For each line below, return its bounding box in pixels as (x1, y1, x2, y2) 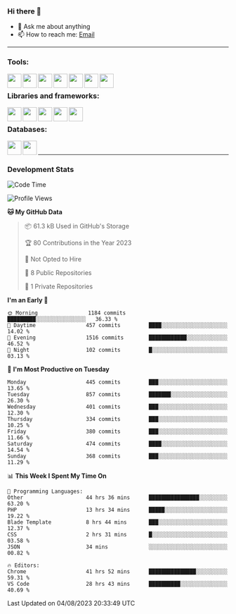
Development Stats (7, 165, 74, 175)
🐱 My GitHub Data (7, 208, 63, 216)
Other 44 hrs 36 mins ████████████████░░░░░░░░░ (7, 494, 228, 501)
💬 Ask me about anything (17, 23, 91, 31)
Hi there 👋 (7, 6, 42, 16)
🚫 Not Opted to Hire (24, 255, 82, 264)
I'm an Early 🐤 (7, 296, 48, 305)
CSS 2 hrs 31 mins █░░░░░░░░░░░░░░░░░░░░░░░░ (7, 532, 228, 539)
